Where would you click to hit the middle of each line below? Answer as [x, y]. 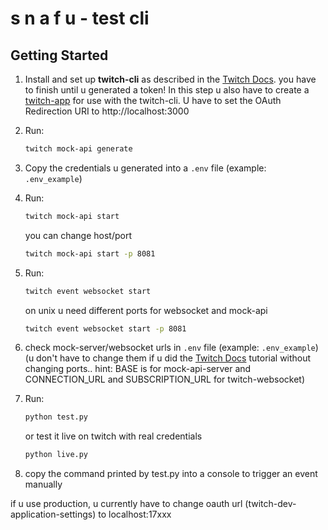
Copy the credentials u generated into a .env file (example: [145, 168]
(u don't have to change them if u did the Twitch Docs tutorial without [168, 358]
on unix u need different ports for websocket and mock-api [146, 310]
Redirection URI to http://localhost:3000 [107, 111]
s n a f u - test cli [80, 18]
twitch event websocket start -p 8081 [105, 328]
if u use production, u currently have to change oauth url [126, 504]
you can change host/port [78, 235]
